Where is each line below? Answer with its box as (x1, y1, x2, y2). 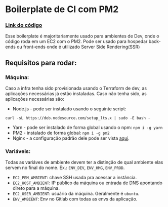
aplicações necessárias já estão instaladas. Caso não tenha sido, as (5, 91, 147, 97)
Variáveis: (5, 148, 31, 155)
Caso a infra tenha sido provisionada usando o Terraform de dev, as (5, 85, 147, 92)
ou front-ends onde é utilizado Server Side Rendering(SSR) (17, 44, 140, 50)
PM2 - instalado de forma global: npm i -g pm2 (12, 130, 110, 136)
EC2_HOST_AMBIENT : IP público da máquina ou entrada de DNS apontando (12, 180, 163, 186)
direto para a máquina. (12, 185, 60, 191)
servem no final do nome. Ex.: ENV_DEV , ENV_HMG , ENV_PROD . (5, 164, 125, 171)
